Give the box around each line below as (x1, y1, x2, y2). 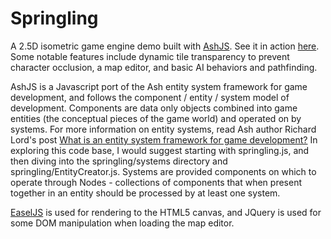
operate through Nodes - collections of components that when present (10, 176, 302, 188)
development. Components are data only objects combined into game (10, 102, 298, 114)
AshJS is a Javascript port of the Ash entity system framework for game (10, 80, 308, 92)
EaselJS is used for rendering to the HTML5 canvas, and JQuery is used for (10, 206, 322, 218)
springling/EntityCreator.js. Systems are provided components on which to (10, 165, 317, 177)
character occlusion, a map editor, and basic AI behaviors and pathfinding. (10, 61, 318, 73)
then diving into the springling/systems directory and (10, 155, 228, 167)
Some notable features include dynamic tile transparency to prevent (10, 50, 290, 62)
